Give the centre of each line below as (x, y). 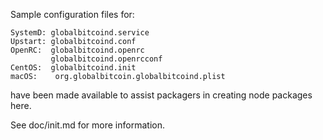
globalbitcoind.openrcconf (106, 59)
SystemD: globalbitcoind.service (80, 33)
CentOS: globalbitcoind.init (73, 68)
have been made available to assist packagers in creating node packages (161, 95)
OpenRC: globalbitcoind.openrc (77, 50)
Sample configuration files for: (72, 14)
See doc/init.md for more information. (87, 125)
